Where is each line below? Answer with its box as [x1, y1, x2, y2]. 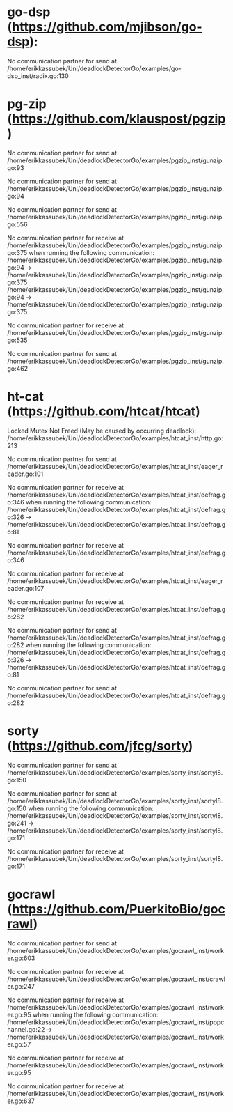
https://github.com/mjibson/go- [12, 19, 203, 35]
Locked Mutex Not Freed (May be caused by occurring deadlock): [7, 426, 197, 435]
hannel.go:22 [7, 1025, 45, 1033]
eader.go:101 [7, 470, 44, 478]
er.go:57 [7, 1040, 31, 1049]
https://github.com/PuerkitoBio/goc [12, 901, 226, 917]
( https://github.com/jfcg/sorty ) [7, 738, 193, 753]
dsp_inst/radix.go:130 [7, 71, 70, 80]
